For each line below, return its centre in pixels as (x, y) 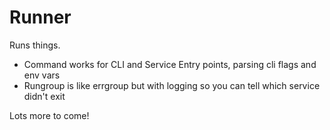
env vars (42, 75)
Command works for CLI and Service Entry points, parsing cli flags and (170, 64)
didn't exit (44, 96)
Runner (40, 17)
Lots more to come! (49, 115)
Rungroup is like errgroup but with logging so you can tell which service (172, 85)
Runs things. (35, 45)
